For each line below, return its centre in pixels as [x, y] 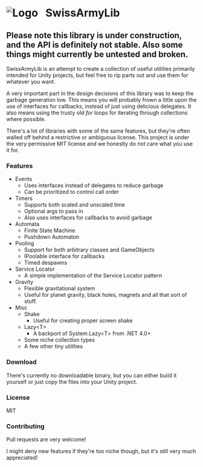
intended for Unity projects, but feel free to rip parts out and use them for [97, 75]
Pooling [24, 243]
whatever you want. [31, 81]
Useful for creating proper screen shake [83, 320]
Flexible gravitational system [60, 288]
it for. [13, 150]
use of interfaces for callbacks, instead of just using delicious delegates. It [99, 106]
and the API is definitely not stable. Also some [95, 45]
